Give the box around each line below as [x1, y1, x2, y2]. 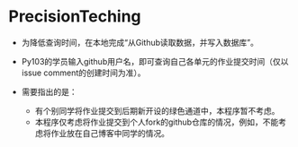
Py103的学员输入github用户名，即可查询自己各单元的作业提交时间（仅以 [21, 56, 289, 66]
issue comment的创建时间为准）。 [21, 67, 146, 78]
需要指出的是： [21, 86, 77, 97]
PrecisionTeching [8, 6, 141, 27]
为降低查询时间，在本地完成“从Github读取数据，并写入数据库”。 [21, 37, 258, 48]
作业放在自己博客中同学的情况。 [50, 127, 170, 138]
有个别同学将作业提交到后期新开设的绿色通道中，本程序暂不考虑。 [34, 105, 280, 116]
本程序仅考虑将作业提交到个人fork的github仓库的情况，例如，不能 [34, 117, 279, 127]
